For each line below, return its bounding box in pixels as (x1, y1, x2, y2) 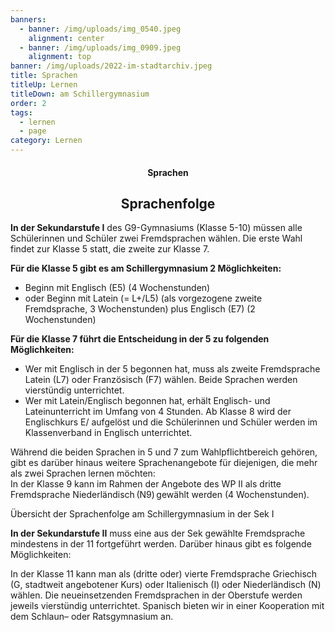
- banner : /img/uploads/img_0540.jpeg (19, 24, 182, 34)
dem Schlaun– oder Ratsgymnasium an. (10, 611, 174, 623)
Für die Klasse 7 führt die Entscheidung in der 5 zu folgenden (10, 333, 270, 345)
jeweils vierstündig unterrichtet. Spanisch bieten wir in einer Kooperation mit (10, 600, 325, 612)
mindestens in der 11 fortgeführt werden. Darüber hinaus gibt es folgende (10, 538, 312, 550)
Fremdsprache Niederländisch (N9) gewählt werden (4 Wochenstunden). (10, 489, 310, 501)
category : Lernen (10, 136, 83, 146)
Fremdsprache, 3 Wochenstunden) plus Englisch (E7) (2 (24, 303, 256, 315)
